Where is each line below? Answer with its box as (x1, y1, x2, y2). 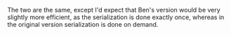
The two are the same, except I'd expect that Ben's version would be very (7, 6, 221, 14)
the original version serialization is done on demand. (7, 21, 159, 28)
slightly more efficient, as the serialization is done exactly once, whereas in (7, 13, 225, 21)
